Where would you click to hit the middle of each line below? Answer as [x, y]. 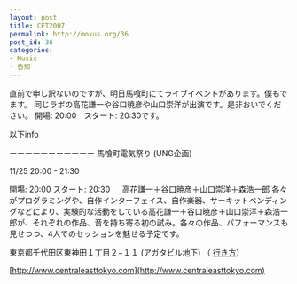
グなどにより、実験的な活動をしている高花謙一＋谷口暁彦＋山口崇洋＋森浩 [145, 211]
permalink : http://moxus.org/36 [69, 34]
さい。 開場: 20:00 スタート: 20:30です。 [86, 115]
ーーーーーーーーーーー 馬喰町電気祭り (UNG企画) [101, 153]
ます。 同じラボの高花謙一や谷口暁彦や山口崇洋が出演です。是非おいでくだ [145, 104]
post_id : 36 [31, 42]
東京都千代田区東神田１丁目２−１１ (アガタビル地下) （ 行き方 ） [127, 252]
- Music [23, 59]
